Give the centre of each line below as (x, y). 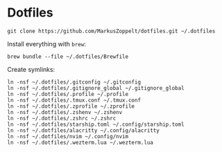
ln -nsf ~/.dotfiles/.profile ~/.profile (68, 94)
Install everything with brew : (47, 44)
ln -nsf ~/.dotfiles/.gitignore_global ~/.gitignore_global (96, 88)
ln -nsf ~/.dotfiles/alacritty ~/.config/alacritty (83, 130)
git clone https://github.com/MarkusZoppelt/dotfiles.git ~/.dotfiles (111, 31)
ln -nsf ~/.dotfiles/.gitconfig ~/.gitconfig (74, 82)
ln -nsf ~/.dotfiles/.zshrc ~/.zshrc (62, 118)
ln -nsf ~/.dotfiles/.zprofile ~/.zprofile (71, 106)
